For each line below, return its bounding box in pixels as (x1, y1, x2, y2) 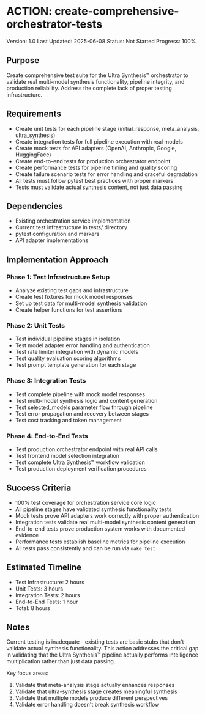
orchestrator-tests (6, 17, 103, 31)
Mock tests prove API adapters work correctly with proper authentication (15, 512, 199, 519)
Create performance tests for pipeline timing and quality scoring (15, 164, 177, 171)
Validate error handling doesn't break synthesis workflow (15, 701, 160, 708)
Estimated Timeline (6, 562, 81, 573)
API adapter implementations (15, 237, 89, 244)
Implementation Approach (6, 254, 109, 265)
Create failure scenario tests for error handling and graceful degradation (15, 170, 198, 178)
